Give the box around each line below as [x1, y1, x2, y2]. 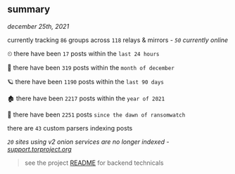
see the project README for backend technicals [24, 159, 164, 167]
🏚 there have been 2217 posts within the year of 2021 [7, 94, 165, 102]
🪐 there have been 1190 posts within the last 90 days [7, 77, 164, 86]
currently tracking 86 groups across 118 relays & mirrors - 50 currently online [7, 36, 229, 44]
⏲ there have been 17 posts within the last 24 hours [7, 49, 160, 58]
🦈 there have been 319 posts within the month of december [7, 63, 174, 72]
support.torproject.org [7, 145, 72, 153]
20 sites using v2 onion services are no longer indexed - [7, 138, 170, 146]
